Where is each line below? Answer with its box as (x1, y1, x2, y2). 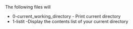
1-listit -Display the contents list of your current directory (12, 19, 129, 24)
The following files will (5, 4, 51, 10)
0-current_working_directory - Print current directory (12, 14, 121, 19)
